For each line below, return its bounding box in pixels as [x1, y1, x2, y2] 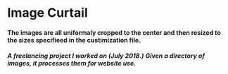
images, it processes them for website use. [7, 59, 137, 68]
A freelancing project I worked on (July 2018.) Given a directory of [7, 52, 205, 60]
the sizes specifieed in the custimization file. [7, 36, 141, 44]
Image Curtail [7, 5, 88, 21]
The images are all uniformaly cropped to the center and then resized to [7, 28, 222, 36]
